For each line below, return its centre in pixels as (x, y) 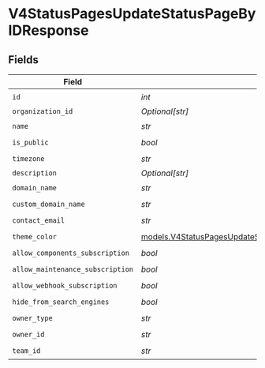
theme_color (35, 237)
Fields (24, 60)
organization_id (43, 111)
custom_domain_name (49, 204)
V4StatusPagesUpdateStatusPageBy (132, 14)
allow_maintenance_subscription (73, 269)
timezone (28, 158)
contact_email (39, 220)
